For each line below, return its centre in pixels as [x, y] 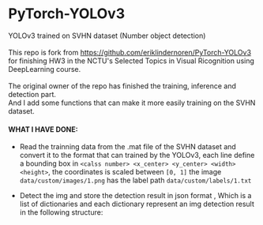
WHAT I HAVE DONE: [43, 129]
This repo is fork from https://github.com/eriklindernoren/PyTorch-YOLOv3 [130, 52]
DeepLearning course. [45, 69]
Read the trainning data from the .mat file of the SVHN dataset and [128, 147]
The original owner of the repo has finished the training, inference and [122, 86]
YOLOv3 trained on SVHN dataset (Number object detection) [107, 36]
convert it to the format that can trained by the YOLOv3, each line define [137, 156]
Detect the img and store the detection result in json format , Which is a [135, 196]
